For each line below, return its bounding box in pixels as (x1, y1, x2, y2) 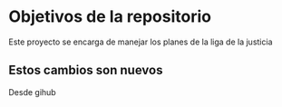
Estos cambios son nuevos (8, 63, 163, 78)
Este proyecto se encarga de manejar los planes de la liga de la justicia (8, 36, 273, 47)
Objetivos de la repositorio (8, 6, 212, 27)
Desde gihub (8, 86, 56, 97)
